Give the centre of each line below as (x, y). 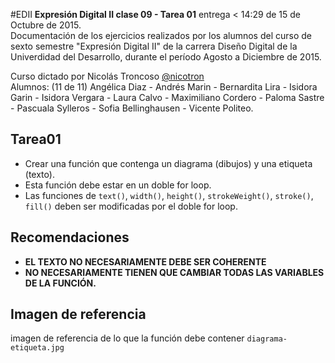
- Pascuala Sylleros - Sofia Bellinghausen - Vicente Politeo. (132, 108)
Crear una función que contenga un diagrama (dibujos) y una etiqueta (168, 163)
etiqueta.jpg (37, 348)
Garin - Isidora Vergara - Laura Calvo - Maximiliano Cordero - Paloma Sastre (167, 97)
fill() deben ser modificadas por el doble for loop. (131, 206)
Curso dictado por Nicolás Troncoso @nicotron (107, 76)
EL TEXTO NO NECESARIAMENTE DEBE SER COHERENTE (145, 261)
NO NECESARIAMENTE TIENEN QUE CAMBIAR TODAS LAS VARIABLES (174, 272)
